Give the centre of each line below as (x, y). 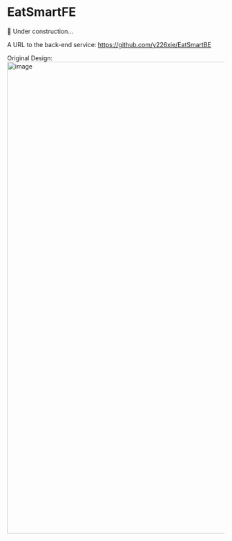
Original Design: (30, 58)
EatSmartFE (42, 12)
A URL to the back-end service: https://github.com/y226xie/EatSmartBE (109, 44)
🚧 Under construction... (40, 31)
